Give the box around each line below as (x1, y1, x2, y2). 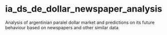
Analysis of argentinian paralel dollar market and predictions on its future (5, 19, 155, 25)
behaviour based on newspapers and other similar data (5, 24, 119, 30)
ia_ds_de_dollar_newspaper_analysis (5, 3, 163, 15)
